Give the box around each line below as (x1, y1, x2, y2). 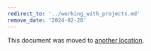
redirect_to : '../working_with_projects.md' (7, 10, 140, 17)
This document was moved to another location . (7, 36, 145, 44)
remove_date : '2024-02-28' (7, 17, 87, 24)
